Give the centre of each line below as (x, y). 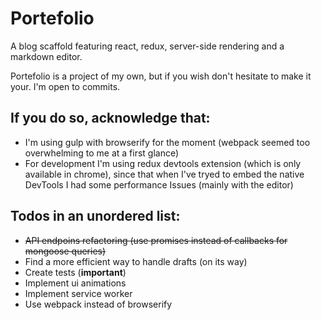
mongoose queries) (65, 251)
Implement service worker (78, 293)
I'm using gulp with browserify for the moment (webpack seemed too (167, 142)
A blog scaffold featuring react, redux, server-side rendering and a (147, 46)
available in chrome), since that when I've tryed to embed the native (164, 174)
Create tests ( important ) (75, 272)
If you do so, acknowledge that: (110, 118)
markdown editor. (46, 56)
